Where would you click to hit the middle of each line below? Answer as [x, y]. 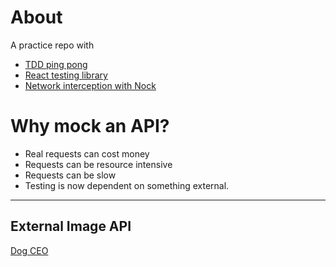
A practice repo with [52, 45]
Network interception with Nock [90, 85]
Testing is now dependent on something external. [127, 185]
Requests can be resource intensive [98, 164]
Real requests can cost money [87, 153]
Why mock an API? [90, 126]
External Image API [71, 226]
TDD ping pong [56, 64]
